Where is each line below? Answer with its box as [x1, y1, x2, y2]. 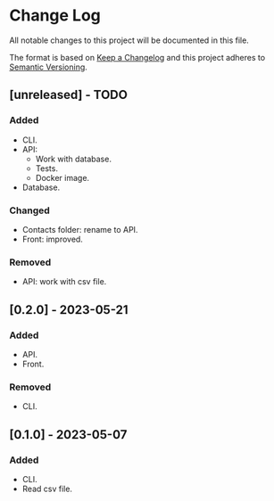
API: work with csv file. [21, 276, 107, 287]
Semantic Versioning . [9, 62, 87, 72]
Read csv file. [21, 483, 73, 494]
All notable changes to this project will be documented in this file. [9, 35, 250, 45]
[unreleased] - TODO [9, 87, 128, 103]
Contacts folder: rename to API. [21, 224, 138, 234]
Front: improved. [21, 234, 83, 244]
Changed [9, 204, 51, 217]
